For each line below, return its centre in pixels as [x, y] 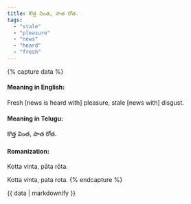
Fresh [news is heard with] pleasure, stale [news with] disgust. [95, 103]
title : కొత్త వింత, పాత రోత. [43, 13]
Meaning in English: [36, 88]
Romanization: [29, 151]
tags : [15, 20]
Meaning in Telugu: [35, 119]
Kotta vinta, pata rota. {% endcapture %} [65, 180]
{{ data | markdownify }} [42, 193]
